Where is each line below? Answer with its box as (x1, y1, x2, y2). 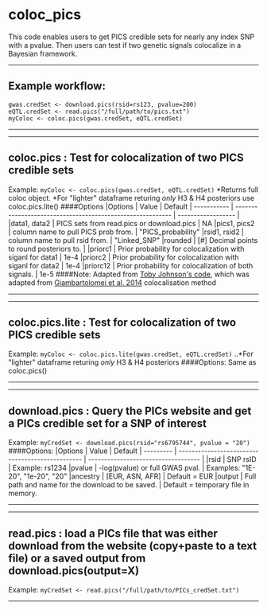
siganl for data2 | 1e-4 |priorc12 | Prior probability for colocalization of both (8, 260, 253, 270)
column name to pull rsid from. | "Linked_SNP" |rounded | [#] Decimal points (8, 235, 258, 244)
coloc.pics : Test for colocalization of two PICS (8, 151, 244, 165)
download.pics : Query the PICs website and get (8, 404, 252, 417)
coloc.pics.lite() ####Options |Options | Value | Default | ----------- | (8, 201, 234, 211)
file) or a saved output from (8, 551, 146, 565)
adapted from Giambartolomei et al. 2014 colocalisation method (8, 277, 217, 287)
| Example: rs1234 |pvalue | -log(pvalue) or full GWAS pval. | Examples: (8, 463, 241, 473)
